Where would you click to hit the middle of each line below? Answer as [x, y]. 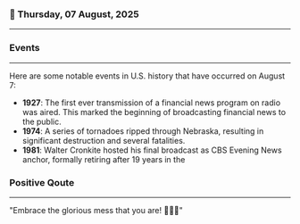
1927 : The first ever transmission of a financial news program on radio [151, 103]
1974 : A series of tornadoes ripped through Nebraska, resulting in [143, 131]
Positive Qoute [42, 182]
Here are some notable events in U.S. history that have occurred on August [147, 76]
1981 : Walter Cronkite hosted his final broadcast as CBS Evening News [152, 150]
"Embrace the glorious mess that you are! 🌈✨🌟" [96, 210]
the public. [42, 121]
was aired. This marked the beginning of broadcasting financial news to [154, 112]
